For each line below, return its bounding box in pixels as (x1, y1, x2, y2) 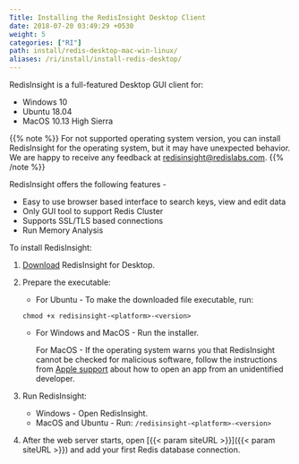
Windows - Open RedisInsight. (35, 408, 149, 418)
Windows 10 (21, 97, 68, 107)
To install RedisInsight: (9, 243, 92, 253)
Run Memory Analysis (21, 225, 104, 236)
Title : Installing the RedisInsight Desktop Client (9, 13, 206, 22)
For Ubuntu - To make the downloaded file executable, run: (35, 295, 254, 305)
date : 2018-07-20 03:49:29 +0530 (9, 21, 134, 30)
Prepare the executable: (21, 277, 111, 288)
